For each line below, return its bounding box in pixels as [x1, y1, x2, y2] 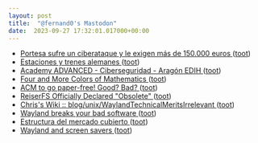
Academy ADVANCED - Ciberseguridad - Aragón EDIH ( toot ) [19, 66, 222, 76]
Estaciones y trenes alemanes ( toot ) [19, 57, 140, 67]
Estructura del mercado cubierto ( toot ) [19, 117, 148, 127]
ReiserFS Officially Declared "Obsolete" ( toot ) [19, 92, 172, 101]
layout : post [8, 11, 52, 20]
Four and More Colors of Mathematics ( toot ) [19, 74, 167, 84]
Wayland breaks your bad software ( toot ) [19, 108, 157, 118]
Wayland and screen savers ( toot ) [19, 125, 133, 135]
